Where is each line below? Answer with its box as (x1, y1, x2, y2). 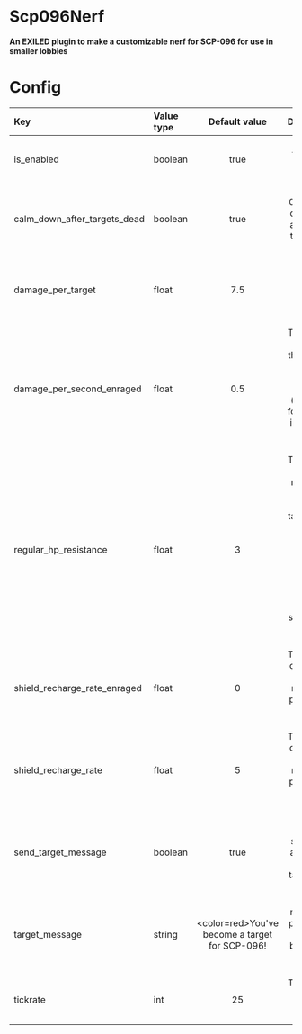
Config (9, 77, 61, 98)
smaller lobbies (9, 45, 68, 56)
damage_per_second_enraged (13, 382, 142, 395)
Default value (208, 115, 268, 128)
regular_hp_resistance (13, 543, 108, 555)
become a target (202, 928, 272, 940)
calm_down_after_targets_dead (13, 212, 146, 225)
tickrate (13, 993, 47, 1005)
